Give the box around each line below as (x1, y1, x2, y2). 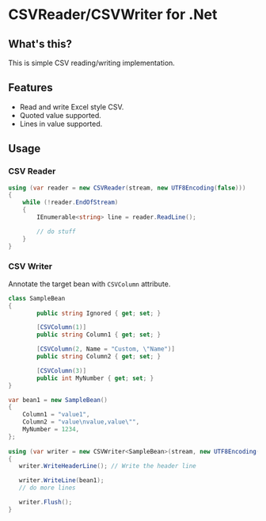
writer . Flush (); (18, 498, 73, 507)
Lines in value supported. (19, 119, 103, 128)
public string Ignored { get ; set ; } (36, 309, 161, 317)
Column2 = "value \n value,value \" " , (22, 418, 140, 426)
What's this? (8, 37, 73, 51)
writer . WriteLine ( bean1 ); (18, 477, 104, 485)
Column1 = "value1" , (22, 411, 90, 419)
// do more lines (18, 484, 77, 492)
